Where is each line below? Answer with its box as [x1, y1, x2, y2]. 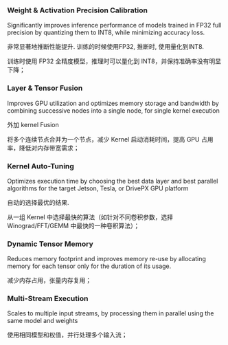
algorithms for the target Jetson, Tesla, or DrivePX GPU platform [7, 184, 189, 192]
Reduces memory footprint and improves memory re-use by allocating [7, 255, 206, 263]
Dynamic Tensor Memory [7, 239, 94, 249]
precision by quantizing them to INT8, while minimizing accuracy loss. [7, 28, 205, 36]
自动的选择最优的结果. [7, 198, 70, 206]
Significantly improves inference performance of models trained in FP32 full [7, 21, 222, 30]
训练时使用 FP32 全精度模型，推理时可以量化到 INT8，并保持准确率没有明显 [7, 57, 222, 65]
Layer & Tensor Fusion [7, 83, 83, 93]
